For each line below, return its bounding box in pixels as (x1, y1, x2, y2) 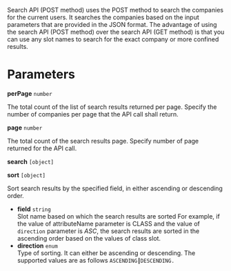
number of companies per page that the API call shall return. (7, 110, 179, 118)
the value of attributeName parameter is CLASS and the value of (17, 219, 200, 228)
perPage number (7, 89, 53, 97)
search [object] (7, 157, 54, 165)
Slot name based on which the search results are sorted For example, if (17, 212, 221, 220)
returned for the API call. (7, 144, 77, 152)
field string (17, 205, 52, 213)
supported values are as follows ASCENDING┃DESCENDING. (17, 256, 174, 264)
